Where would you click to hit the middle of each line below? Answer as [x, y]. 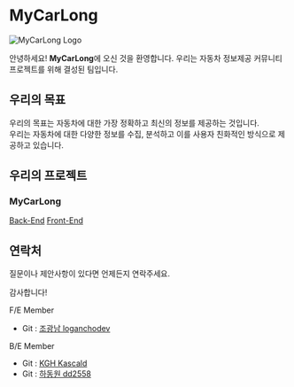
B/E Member [32, 346]
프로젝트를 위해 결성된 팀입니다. [64, 69]
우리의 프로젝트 [48, 176]
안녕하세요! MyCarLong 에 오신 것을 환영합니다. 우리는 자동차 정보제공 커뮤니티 [146, 58]
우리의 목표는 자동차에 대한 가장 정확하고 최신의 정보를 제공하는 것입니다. [134, 123]
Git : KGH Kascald [54, 363]
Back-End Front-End [46, 221]
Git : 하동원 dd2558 [56, 374]
